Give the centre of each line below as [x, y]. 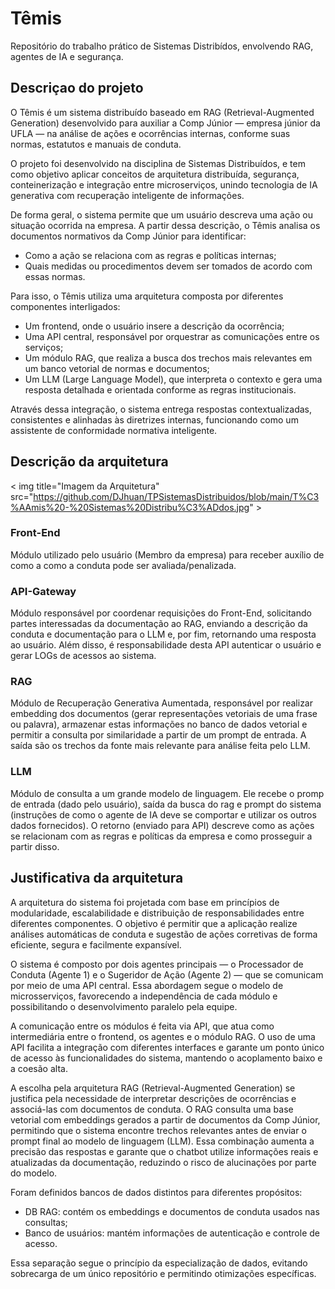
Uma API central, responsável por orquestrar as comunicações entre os [172, 336]
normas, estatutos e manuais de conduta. [96, 144]
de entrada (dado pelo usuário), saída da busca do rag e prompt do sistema [166, 804]
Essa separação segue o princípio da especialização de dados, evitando [159, 1263]
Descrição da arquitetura [89, 462]
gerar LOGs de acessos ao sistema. [83, 656]
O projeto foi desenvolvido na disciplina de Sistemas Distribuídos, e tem [158, 163]
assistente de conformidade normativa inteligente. [114, 430]
